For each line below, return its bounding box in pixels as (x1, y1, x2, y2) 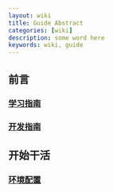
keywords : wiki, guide (8, 41, 84, 49)
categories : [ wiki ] (8, 26, 73, 34)
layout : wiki (8, 11, 52, 20)
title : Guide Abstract (8, 19, 84, 27)
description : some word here (8, 33, 105, 42)
